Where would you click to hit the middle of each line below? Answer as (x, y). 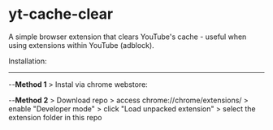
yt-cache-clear (61, 14)
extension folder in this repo (55, 117)
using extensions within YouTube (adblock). (81, 45)
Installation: (28, 61)
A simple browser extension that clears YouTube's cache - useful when (128, 37)
